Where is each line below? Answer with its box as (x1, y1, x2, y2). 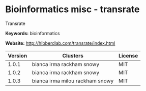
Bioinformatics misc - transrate (5, 4, 140, 15)
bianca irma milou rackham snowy (32, 77, 114, 84)
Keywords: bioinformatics (5, 30, 60, 36)
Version (8, 52, 27, 59)
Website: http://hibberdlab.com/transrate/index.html (5, 40, 115, 46)
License (119, 52, 138, 59)
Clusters (62, 52, 84, 59)
